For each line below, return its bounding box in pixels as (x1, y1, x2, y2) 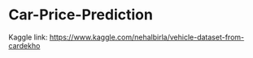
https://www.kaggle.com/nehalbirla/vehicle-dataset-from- (49, 32, 245, 42)
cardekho (8, 40, 41, 50)
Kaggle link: (8, 32, 48, 42)
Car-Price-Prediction (8, 6, 153, 24)
